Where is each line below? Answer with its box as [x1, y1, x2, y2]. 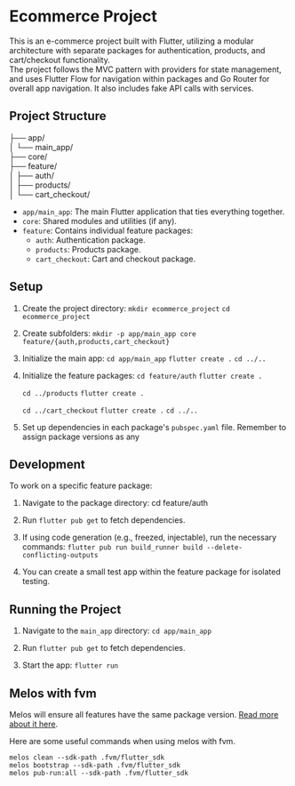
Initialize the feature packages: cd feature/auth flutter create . [21, 370, 263, 381]
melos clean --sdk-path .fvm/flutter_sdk [9, 753, 165, 762]
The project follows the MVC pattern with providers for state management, [9, 64, 282, 75]
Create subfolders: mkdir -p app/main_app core [21, 327, 197, 339]
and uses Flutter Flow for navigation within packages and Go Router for [9, 73, 270, 84]
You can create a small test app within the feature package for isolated [21, 566, 282, 577]
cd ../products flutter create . [21, 389, 145, 397]
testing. [21, 576, 51, 587]
